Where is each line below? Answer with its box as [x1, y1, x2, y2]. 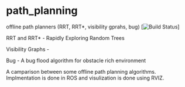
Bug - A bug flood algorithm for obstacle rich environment [6, 57, 146, 64]
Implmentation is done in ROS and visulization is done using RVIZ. [6, 74, 165, 81]
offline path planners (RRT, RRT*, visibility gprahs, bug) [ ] [6, 23, 180, 30]
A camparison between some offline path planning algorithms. [6, 68, 156, 75]
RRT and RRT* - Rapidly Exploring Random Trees [6, 34, 125, 41]
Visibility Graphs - [6, 45, 50, 53]
